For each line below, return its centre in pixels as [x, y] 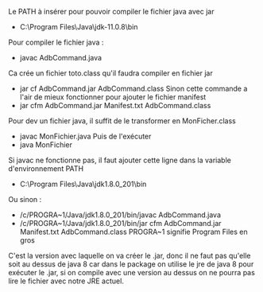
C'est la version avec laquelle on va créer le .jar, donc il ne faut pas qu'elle [130, 255]
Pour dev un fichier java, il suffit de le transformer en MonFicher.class [122, 121]
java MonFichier [46, 145]
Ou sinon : [25, 199]
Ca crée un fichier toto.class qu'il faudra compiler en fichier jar [110, 73]
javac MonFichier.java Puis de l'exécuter [85, 136]
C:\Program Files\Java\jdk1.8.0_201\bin [83, 184]
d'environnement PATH [46, 169]
